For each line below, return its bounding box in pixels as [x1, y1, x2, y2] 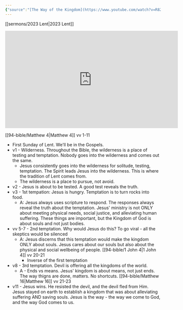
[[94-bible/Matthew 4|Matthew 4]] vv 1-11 [5, 132, 90, 138]
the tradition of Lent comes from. [19, 173, 87, 179]
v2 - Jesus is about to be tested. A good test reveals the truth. [12, 183, 139, 189]
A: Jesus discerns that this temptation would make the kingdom [19, 236, 149, 242]
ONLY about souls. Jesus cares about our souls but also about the [19, 241, 154, 247]
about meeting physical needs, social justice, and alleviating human [19, 210, 157, 216]
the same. [12, 157, 33, 163]
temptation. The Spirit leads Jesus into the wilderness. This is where [19, 168, 159, 174]
